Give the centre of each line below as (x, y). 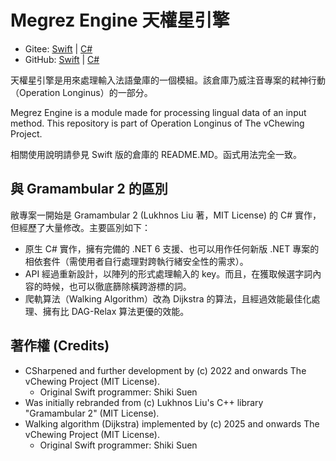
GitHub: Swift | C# (62, 59)
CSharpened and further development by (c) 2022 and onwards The (165, 370)
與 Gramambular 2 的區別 (89, 189)
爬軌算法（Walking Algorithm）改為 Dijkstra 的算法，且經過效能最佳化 (168, 298)
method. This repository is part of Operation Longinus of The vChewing (157, 123)
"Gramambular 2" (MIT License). (92, 413)
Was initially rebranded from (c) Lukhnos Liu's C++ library (144, 402)
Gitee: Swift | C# (58, 48)
